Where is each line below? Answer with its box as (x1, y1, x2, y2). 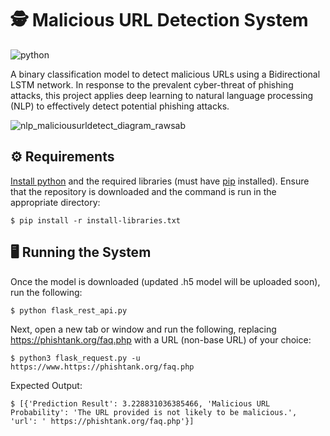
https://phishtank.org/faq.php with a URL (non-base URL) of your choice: (10, 333, 312, 346)
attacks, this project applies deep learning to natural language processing (10, 89, 314, 101)
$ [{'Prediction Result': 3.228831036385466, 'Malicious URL (10, 398, 271, 409)
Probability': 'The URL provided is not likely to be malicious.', (10, 407, 298, 417)
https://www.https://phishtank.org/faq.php (10, 362, 195, 372)
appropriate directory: (10, 196, 101, 208)
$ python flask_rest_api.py (10, 305, 128, 316)
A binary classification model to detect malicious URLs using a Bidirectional (10, 68, 321, 80)
